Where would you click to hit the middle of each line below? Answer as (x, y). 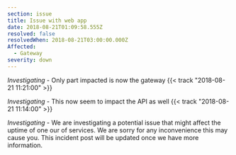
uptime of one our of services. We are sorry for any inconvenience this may (118, 130)
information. (25, 145)
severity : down (30, 60)
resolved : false (31, 34)
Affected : (22, 47)
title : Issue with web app (47, 21)
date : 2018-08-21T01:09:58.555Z (55, 27)
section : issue (30, 14)
